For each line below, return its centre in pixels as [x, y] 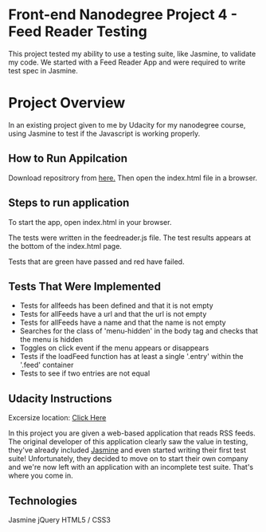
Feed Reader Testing [78, 32]
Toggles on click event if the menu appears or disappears [114, 348]
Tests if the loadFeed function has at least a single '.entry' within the [131, 357]
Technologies [43, 500]
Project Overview [67, 103]
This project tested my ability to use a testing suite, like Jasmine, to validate [132, 53]
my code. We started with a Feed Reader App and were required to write [127, 62]
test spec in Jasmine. [43, 70]
